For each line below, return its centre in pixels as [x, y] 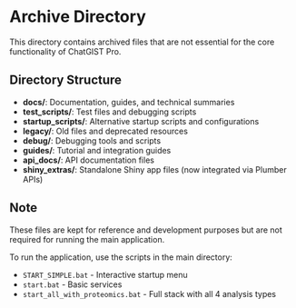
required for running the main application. [87, 239]
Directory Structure [66, 80]
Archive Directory [78, 17]
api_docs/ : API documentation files [88, 160]
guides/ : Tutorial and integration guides [97, 150]
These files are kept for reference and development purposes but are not [146, 230]
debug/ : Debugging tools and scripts [92, 140]
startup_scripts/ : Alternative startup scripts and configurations [141, 121]
